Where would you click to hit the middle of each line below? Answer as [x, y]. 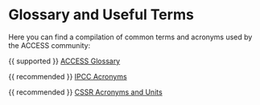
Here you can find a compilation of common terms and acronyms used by [130, 37]
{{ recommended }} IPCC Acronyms [68, 76]
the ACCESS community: [50, 45]
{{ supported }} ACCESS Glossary [64, 61]
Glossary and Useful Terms [101, 15]
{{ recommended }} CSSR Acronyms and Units [85, 92]
